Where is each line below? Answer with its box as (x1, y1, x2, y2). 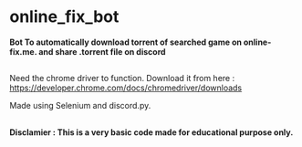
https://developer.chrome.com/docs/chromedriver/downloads (9, 82, 243, 93)
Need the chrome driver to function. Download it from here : (9, 73, 235, 84)
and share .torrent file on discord (37, 46, 166, 57)
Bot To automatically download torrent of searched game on (9, 37, 242, 47)
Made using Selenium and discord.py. (9, 100, 151, 111)
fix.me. (9, 46, 37, 57)
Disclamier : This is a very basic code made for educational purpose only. (9, 126, 294, 138)
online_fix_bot (9, 6, 120, 27)
